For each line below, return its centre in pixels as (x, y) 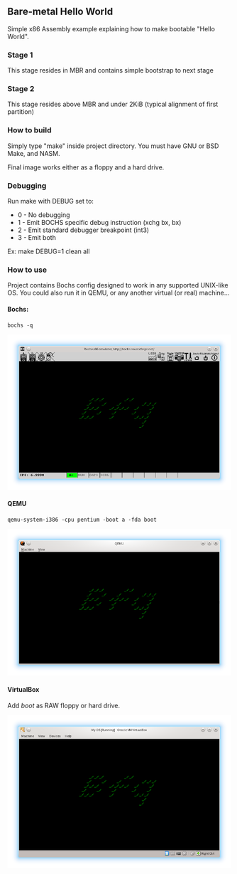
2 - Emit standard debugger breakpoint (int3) (83, 230)
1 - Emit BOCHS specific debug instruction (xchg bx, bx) (99, 222)
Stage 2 (21, 89)
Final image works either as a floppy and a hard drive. (86, 167)
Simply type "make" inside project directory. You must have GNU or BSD (113, 146)
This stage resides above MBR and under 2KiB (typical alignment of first (113, 104)
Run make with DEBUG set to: (51, 201)
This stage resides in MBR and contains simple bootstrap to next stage (111, 70)
